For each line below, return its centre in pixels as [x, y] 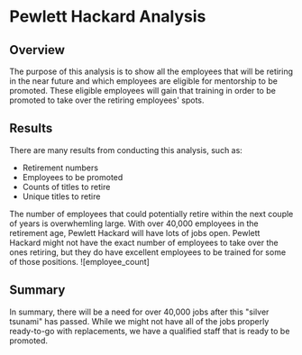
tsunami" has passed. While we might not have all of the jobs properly [139, 321]
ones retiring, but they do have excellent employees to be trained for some [148, 252]
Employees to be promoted [73, 177]
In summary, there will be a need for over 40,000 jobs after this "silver [139, 312]
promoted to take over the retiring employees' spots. [107, 100]
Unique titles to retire [61, 196]
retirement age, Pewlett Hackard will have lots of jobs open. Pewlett [135, 232]
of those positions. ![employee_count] [80, 261]
